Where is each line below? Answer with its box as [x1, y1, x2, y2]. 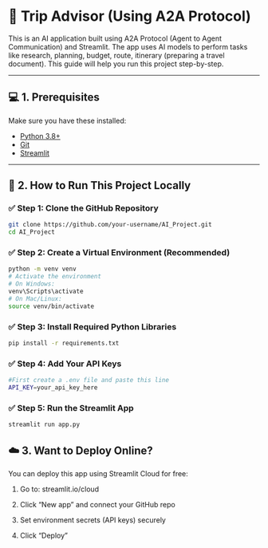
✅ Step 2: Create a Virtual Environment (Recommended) [8, 247, 231, 258]
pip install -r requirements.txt [8, 339, 120, 348]
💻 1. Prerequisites [8, 91, 100, 104]
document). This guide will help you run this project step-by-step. [8, 59, 224, 69]
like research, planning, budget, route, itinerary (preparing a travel [8, 50, 225, 60]
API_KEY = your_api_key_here [8, 384, 98, 392]
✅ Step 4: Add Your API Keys [8, 358, 122, 369]
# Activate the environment [8, 273, 102, 281]
